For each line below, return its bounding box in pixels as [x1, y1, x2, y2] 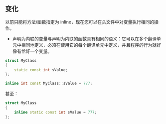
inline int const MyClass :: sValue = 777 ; [5, 81, 93, 86]
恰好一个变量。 [21, 48, 52, 54]
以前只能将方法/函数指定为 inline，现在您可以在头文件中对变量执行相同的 [5, 19, 155, 25]
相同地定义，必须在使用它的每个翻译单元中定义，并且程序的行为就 [21, 42, 157, 48]
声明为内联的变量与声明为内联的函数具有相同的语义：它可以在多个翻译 [12, 35, 157, 41]
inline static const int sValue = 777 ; [14, 110, 97, 115]
